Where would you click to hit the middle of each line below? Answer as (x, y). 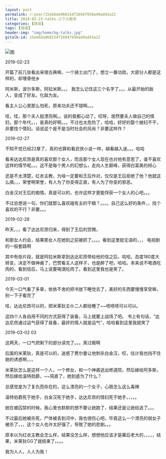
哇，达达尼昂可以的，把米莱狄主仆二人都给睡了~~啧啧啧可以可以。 (73, 306)
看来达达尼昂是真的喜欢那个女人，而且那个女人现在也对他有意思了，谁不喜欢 (83, 159)
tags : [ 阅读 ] (18, 28)
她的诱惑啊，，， (20, 359)
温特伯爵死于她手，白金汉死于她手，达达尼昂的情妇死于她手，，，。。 (72, 397)
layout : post (19, 10)
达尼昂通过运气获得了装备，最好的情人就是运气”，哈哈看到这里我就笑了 (78, 322)
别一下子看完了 (20, 295)
